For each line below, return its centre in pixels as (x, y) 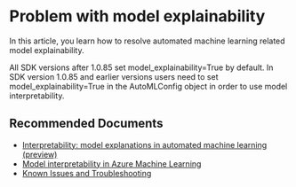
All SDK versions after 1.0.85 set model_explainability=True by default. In (141, 67)
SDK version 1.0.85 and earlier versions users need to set (114, 76)
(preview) (40, 154)
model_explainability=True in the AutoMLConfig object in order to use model (148, 86)
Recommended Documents (86, 124)
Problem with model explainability (137, 16)
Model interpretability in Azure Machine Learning (112, 164)
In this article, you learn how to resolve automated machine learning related (148, 41)
